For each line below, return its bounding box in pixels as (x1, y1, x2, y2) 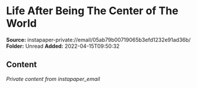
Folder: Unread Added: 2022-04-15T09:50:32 (6, 43, 120, 50)
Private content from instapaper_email (6, 75, 100, 82)
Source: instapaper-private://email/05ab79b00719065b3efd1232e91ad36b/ (6, 36, 191, 43)
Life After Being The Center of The (6, 4, 179, 18)
